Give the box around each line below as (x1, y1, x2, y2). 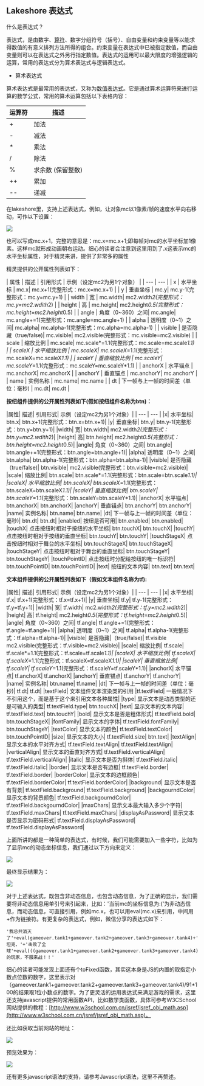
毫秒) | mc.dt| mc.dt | (16, 385, 70, 392)
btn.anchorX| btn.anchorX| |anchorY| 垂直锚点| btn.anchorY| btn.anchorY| (6, 501, 192, 509)
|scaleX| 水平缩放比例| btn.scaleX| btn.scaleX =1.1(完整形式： (6, 479, 158, 486)
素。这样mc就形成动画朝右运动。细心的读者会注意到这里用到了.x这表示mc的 (6, 245, 197, 252)
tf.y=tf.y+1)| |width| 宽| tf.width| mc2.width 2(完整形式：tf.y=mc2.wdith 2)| (6, 604, 188, 611)
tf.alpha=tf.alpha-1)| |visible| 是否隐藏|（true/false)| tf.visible (16, 634, 167, 641)
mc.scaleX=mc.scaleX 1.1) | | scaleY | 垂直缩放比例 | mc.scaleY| (6, 354, 163, 361)
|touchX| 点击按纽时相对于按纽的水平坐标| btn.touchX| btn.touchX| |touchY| (6, 524, 195, 532)
